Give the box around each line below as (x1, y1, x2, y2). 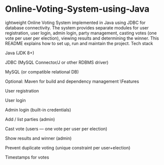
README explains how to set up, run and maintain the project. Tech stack (5, 40, 153, 46)
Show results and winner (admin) (5, 135, 72, 141)
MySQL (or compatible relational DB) (5, 69, 79, 74)
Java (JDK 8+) (5, 50, 34, 56)
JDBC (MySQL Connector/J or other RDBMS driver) (5, 59, 109, 65)
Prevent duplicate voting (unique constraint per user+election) (5, 144, 131, 150)
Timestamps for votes (5, 154, 49, 160)
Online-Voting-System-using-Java (5, 3, 150, 15)
